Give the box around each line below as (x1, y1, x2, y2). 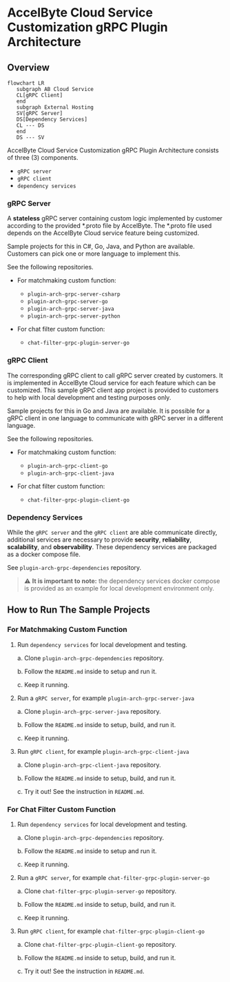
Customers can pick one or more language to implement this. (7, 249, 181, 258)
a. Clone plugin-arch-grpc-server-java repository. (17, 707, 161, 715)
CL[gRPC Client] (16, 92, 63, 99)
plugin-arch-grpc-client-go (27, 462, 108, 469)
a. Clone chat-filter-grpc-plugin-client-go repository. (17, 940, 177, 948)
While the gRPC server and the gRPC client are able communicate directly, (7, 528, 218, 536)
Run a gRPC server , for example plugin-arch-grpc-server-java (17, 694, 195, 702)
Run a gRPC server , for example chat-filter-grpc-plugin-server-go (17, 873, 210, 881)
